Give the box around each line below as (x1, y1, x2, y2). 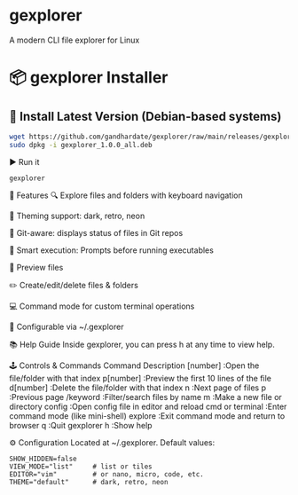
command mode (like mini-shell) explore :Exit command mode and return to (9, 410, 286, 421)
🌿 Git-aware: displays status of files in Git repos (9, 227, 184, 238)
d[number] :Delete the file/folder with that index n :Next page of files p (9, 382, 266, 393)
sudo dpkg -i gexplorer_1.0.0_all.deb (9, 140, 153, 149)
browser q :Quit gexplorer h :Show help (9, 420, 153, 430)
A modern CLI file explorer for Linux (9, 35, 140, 45)
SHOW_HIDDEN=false (9, 454, 77, 463)
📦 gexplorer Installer (9, 67, 169, 88)
